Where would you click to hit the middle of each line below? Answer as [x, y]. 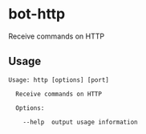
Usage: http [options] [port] [59, 80]
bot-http [37, 14]
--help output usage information [80, 122]
